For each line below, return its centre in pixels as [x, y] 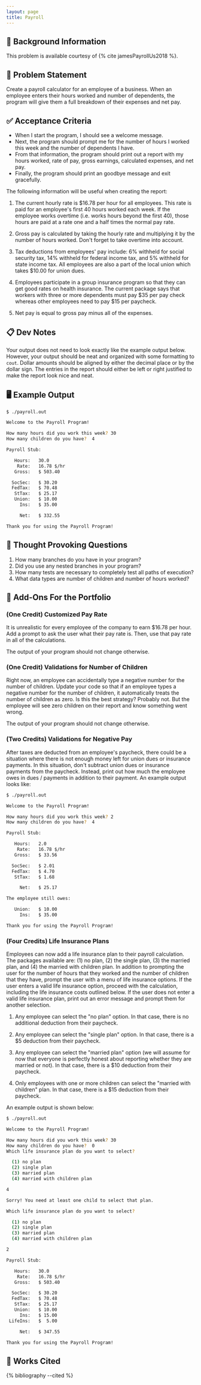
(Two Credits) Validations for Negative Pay [69, 739]
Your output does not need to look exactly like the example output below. [96, 350]
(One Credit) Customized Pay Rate [57, 614]
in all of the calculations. [36, 640]
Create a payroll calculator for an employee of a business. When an [89, 89]
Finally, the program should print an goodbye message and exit [92, 173]
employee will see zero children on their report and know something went [97, 706]
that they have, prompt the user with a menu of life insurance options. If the [99, 980]
